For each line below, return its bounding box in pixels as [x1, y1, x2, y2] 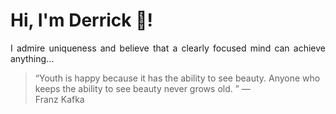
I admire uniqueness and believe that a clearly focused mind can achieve [10, 42, 326, 54]
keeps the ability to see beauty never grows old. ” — [34, 82, 251, 94]
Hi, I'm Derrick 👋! [10, 9, 153, 32]
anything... [10, 52, 55, 64]
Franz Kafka [34, 93, 85, 105]
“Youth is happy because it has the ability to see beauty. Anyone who [34, 72, 321, 84]
